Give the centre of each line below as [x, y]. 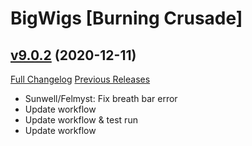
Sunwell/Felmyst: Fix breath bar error [101, 98]
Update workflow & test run [81, 120]
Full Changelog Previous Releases [80, 79]
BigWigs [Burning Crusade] [126, 18]
